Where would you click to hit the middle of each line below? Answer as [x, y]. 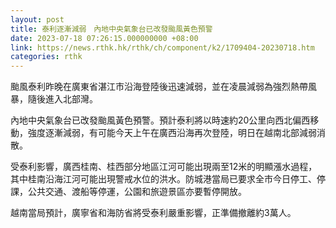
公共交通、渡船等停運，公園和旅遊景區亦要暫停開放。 [137, 192]
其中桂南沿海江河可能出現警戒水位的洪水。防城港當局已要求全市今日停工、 [163, 179]
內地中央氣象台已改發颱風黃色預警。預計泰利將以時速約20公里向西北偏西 [160, 120]
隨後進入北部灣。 [62, 99]
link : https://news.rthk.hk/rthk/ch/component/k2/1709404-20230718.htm [162, 47]
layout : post [37, 19]
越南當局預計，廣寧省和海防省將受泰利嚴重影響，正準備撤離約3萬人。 [153, 213]
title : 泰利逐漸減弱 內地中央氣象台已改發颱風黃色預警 [111, 29]
